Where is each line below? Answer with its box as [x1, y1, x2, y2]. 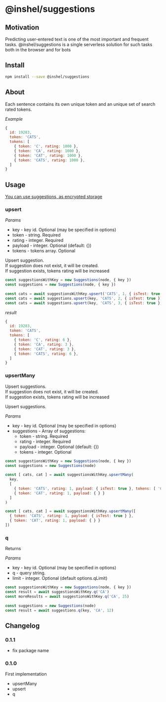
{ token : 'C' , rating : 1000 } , [14, 144, 79, 149]
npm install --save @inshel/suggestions [5, 74, 90, 79]
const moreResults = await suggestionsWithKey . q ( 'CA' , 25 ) [5, 594, 129, 599]
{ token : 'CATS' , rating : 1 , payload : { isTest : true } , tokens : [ [14, 486, 156, 491]
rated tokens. [5, 106, 32, 112]
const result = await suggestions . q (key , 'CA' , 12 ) [5, 608, 114, 613]
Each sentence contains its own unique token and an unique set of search [5, 101, 156, 107]
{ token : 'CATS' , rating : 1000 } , [14, 157, 85, 163]
